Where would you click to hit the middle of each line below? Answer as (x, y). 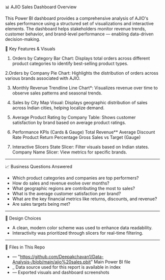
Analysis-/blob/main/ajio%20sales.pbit (51, 262)
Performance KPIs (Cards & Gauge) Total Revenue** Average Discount (84, 132)
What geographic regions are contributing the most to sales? (73, 188)
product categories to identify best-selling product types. (70, 63)
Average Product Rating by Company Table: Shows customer (74, 117)
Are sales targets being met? (41, 204)
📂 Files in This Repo (25, 247)
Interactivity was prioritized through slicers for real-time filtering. (78, 233)
